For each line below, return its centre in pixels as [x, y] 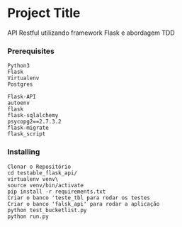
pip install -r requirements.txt [57, 192]
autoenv [19, 103]
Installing [24, 152]
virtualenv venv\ [33, 179]
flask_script [27, 134]
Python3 [19, 66]
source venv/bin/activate [45, 185]
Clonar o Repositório [39, 167]
